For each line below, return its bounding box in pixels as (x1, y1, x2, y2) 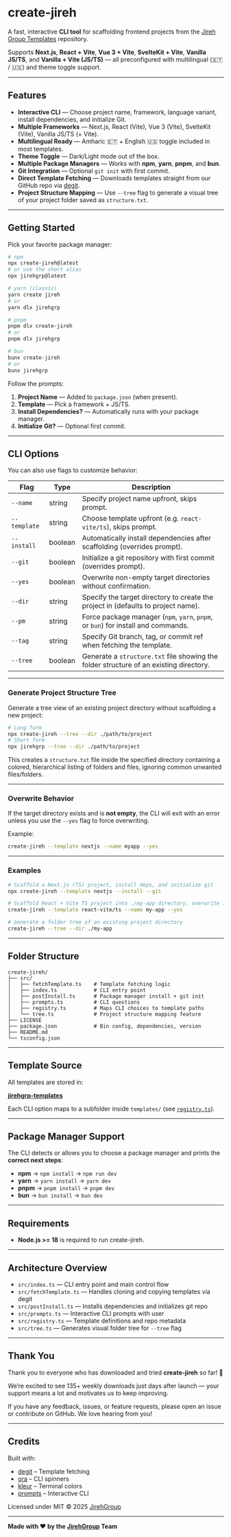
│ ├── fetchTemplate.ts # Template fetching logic (8, 981, 171, 987)
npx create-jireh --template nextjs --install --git (8, 887, 162, 895)
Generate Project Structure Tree (8, 688, 117, 698)
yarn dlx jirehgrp (8, 304, 60, 311)
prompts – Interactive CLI (17, 1489, 89, 1497)
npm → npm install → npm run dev (17, 1170, 117, 1178)
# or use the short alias (8, 266, 82, 273)
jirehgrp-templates (8, 1091, 64, 1099)
